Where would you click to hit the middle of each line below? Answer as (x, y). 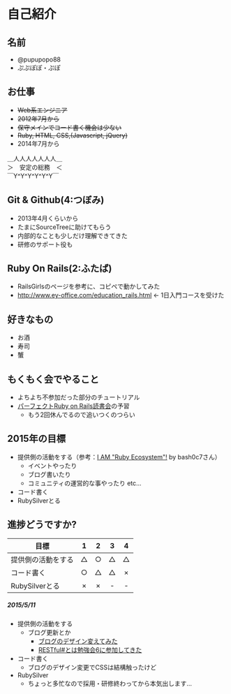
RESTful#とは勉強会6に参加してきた (90, 649)
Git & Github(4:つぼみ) (56, 200)
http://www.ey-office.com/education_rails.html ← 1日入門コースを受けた (121, 295)
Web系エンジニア (42, 110)
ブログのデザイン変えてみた (78, 641)
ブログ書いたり (49, 474)
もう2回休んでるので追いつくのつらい (82, 415)
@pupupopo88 (39, 59)
